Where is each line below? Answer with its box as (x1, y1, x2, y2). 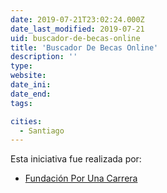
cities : (10, 116, 43, 126)
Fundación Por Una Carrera (24, 172, 138, 185)
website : (10, 71, 47, 81)
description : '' (10, 52, 78, 62)
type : (10, 61, 33, 71)
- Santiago (19, 126, 65, 136)
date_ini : (10, 80, 52, 90)
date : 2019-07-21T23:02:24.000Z (10, 14, 145, 25)
